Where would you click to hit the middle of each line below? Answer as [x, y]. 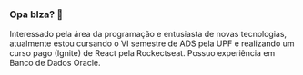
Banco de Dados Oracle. [55, 63]
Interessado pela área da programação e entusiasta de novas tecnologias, [148, 34]
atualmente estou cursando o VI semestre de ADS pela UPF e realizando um [152, 43]
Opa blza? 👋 [36, 14]
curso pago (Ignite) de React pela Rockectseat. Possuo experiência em [142, 53]
